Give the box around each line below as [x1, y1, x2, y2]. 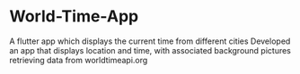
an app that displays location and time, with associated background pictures [9, 45, 292, 55]
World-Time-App [9, 6, 139, 27]
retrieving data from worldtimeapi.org [9, 54, 148, 65]
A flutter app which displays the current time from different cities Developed [9, 36, 291, 46]
